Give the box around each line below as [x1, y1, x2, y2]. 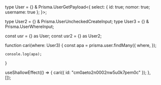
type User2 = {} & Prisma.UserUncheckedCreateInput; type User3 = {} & [5, 19, 149, 24]
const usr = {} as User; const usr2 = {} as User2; [5, 33, 102, 39]
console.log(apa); [5, 52, 42, 57]
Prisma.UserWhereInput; [5, 24, 54, 29]
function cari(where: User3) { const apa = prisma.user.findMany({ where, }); [5, 42, 157, 48]
